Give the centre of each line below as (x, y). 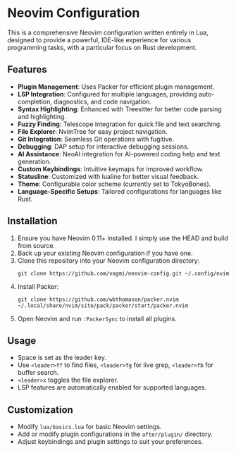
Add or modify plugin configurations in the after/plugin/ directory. (115, 434)
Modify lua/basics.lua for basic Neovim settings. (89, 427)
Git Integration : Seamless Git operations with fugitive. (96, 139)
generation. (34, 161)
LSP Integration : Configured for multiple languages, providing (107, 94)
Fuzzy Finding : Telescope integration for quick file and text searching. (119, 124)
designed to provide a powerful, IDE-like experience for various (99, 39)
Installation (32, 221)
